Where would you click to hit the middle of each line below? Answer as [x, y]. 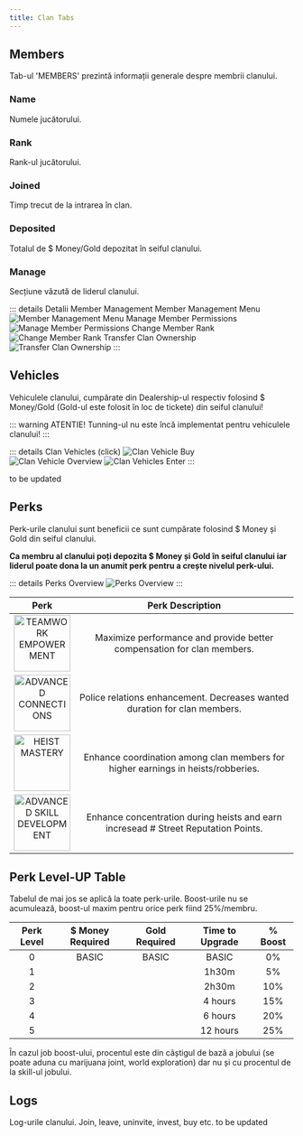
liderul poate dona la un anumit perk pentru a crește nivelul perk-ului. [142, 565]
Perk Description [184, 605]
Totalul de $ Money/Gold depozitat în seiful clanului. [106, 248]
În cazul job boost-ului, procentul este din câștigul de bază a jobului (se [142, 1053]
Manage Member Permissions [181, 318]
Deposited [32, 228]
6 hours [219, 1016]
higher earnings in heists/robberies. [184, 768]
